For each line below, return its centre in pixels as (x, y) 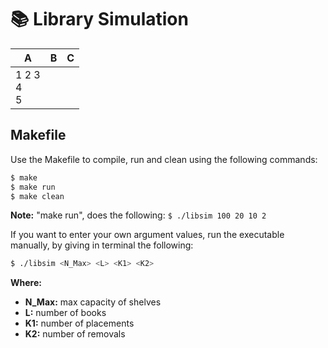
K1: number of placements (79, 323)
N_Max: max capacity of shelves (93, 302)
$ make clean (37, 196)
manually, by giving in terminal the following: (102, 245)
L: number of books (65, 313)
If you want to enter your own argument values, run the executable (147, 235)
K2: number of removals (75, 334)
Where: (26, 283)
